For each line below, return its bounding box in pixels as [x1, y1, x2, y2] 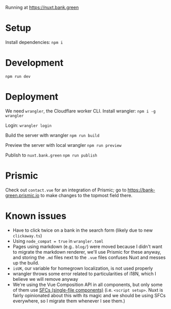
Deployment [5, 91, 59, 103]
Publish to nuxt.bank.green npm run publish [5, 152, 97, 158]
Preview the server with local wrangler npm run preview [5, 142, 121, 148]
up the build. [12, 259, 39, 266]
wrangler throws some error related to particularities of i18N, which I [12, 271, 157, 277]
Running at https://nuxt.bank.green [5, 5, 79, 10]
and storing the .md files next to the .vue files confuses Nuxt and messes [12, 254, 166, 260]
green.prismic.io [5, 192, 40, 198]
